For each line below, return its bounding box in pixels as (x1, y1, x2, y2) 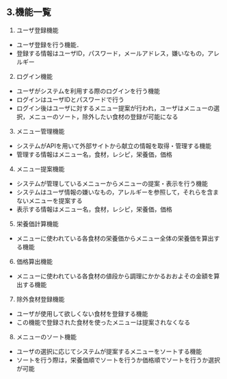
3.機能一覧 (6, 6, 52, 19)
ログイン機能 (16, 72, 53, 80)
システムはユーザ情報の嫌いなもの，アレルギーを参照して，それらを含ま (16, 188, 219, 196)
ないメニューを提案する (16, 196, 83, 204)
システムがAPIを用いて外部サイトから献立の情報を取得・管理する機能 (16, 141, 212, 149)
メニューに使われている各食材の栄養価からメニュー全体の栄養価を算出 (16, 234, 214, 242)
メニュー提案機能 (16, 164, 65, 173)
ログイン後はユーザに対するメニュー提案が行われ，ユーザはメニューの (16, 103, 214, 112)
